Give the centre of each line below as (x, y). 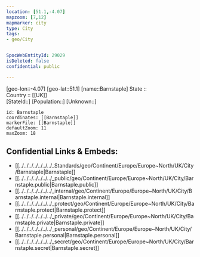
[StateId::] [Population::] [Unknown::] (51, 101)
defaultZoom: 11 (26, 128)
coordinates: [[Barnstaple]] (42, 117)
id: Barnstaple (25, 112)
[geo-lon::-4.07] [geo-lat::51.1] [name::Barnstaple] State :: (77, 89)
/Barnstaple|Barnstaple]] (45, 172)
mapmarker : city (26, 23)
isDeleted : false (28, 61)
